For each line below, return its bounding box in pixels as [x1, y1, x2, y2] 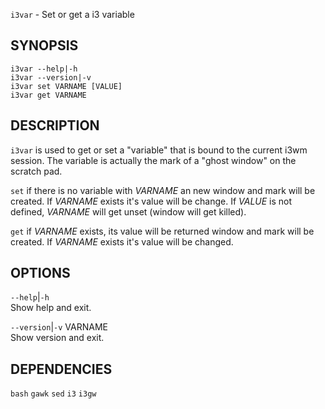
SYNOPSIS [10, 37, 79, 54]
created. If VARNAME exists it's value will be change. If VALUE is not [10, 195, 293, 207]
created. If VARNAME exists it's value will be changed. [10, 235, 234, 248]
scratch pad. [10, 165, 63, 177]
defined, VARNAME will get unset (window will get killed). [10, 205, 247, 218]
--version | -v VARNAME [10, 321, 108, 333]
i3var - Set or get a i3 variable [10, 9, 135, 20]
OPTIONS [10, 265, 71, 282]
